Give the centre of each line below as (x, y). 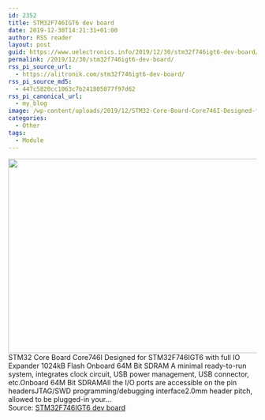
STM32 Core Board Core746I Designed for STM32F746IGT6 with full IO (124, 357)
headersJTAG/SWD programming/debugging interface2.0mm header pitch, (130, 391)
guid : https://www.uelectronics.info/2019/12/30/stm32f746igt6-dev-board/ (134, 52)
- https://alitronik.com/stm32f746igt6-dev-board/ (100, 74)
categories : (28, 118)
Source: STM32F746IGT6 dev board (67, 407)
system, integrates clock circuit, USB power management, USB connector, (129, 374)
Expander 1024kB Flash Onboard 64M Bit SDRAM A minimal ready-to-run (127, 366)
